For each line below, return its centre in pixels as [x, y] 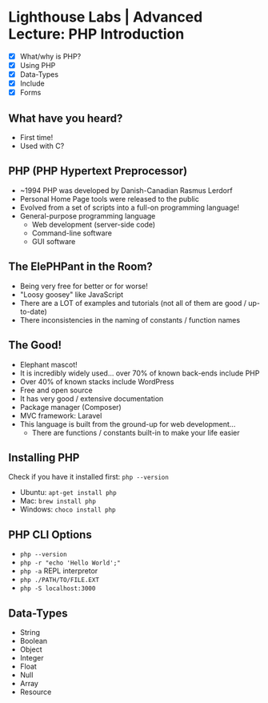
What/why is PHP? [50, 56]
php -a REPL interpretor [59, 571]
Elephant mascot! [48, 364]
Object [31, 649]
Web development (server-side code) [94, 224]
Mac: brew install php [58, 501]
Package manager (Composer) [70, 407]
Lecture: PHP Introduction [96, 34]
